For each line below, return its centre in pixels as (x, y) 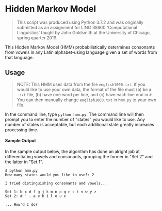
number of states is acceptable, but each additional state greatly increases (80, 124)
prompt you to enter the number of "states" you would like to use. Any (75, 119)
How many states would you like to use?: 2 (50, 175)
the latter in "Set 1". (24, 162)
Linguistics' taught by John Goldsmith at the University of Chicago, (84, 32)
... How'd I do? (21, 204)
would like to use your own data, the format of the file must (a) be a (84, 89)
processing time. (22, 130)
